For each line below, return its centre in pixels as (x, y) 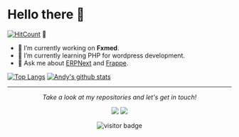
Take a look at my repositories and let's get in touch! (119, 97)
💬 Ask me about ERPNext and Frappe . (73, 62)
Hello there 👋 (46, 15)
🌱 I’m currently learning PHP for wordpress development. (101, 55)
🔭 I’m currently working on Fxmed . (68, 48)
